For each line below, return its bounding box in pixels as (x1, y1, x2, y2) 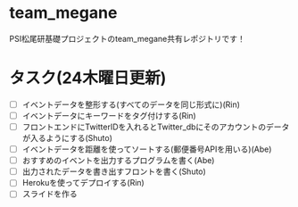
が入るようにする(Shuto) (21, 133, 113, 144)
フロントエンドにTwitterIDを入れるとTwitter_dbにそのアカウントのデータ (21, 121, 290, 132)
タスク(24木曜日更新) (9, 68, 167, 88)
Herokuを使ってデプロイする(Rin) (21, 178, 145, 188)
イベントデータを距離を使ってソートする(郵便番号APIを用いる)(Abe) (21, 144, 272, 154)
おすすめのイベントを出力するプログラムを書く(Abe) (21, 155, 215, 166)
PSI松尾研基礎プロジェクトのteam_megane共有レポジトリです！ (9, 33, 245, 44)
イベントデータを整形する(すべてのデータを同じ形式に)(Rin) (21, 99, 241, 110)
